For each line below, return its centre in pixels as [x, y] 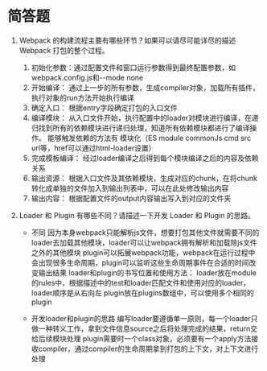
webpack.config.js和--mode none [87, 77]
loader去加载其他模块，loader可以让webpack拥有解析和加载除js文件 [144, 242]
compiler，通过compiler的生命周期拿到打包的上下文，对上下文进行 [148, 348]
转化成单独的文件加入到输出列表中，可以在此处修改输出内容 [130, 188]
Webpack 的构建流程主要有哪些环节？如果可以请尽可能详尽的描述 [127, 40]
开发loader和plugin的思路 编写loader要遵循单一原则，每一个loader [141, 318]
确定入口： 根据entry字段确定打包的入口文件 [104, 107]
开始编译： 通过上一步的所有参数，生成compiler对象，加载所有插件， [145, 87]
